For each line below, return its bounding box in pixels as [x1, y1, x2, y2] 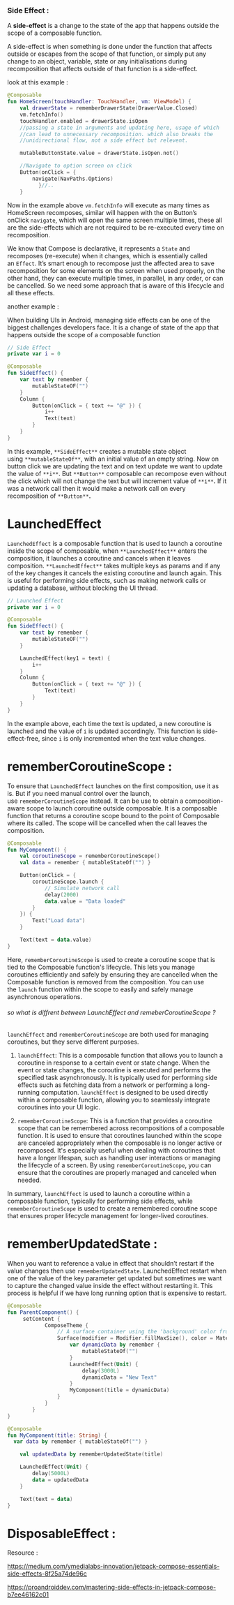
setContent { [22, 1315, 61, 1322]
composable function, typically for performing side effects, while [7, 1197, 193, 1205]
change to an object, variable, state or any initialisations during [7, 57, 187, 66]
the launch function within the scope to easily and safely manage [7, 985, 194, 993]
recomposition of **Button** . [7, 491, 91, 500]
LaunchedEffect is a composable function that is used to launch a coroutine [7, 539, 223, 547]
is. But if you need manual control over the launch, [7, 789, 152, 797]
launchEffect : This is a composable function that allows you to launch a [17, 1051, 224, 1059]
